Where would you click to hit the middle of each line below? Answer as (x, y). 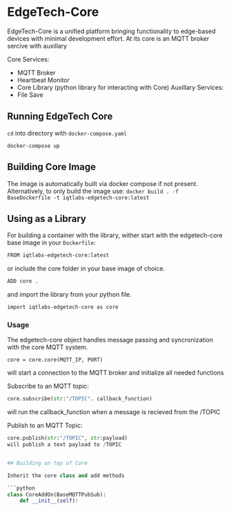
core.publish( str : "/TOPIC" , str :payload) (68, 438)
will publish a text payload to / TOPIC (64, 445)
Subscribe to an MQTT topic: (48, 386)
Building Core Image (52, 167)
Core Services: (28, 59)
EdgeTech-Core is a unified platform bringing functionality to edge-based (111, 31)
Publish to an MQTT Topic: (45, 425)
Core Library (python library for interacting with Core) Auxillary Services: (120, 87)
